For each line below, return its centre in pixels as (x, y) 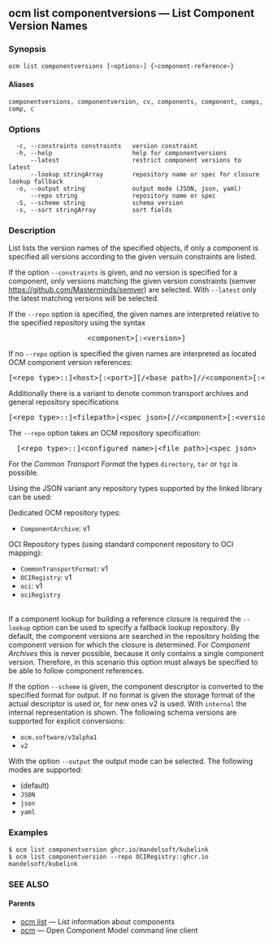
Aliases (22, 85)
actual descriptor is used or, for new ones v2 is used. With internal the (128, 704)
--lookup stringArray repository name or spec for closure (145, 175)
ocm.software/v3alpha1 (58, 738)
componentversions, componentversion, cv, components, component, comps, (136, 102)
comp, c (22, 109)
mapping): (26, 553)
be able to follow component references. (76, 671)
